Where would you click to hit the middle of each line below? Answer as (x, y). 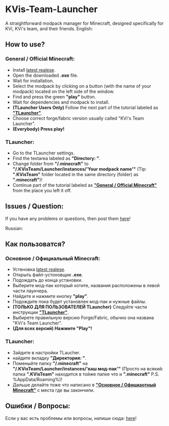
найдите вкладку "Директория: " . (49, 358)
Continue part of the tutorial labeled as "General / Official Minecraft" (85, 185)
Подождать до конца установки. (47, 280)
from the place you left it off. (42, 190)
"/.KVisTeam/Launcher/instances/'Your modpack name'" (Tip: (79, 169)
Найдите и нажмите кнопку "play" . (50, 296)
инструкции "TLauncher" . (41, 312)
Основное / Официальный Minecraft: (53, 258)
